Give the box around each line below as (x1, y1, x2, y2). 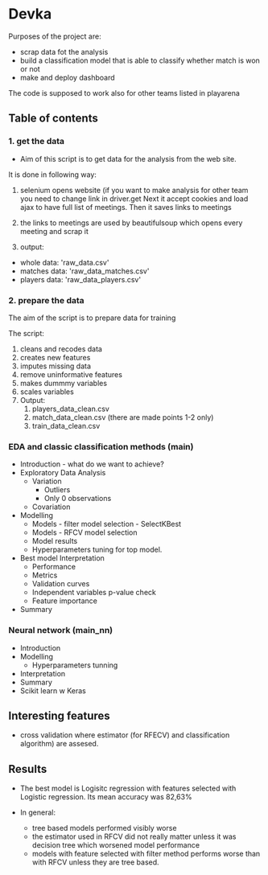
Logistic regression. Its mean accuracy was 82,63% (19, 792, 192, 802)
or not (19, 64, 40, 73)
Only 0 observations (43, 494, 112, 503)
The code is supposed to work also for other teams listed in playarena (8, 88, 240, 97)
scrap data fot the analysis (19, 47, 109, 56)
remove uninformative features (19, 369, 123, 379)
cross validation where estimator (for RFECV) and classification (19, 730, 230, 740)
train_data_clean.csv (31, 421, 101, 430)
